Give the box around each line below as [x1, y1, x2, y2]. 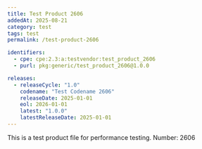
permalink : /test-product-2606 [7, 37, 99, 44]
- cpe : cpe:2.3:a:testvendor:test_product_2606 [13, 56, 156, 63]
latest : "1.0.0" [20, 108, 68, 115]
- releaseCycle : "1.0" [13, 82, 80, 89]
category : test [7, 23, 52, 30]
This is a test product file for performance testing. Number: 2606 [7, 133, 196, 141]
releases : [7, 74, 37, 82]
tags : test [7, 30, 39, 37]
